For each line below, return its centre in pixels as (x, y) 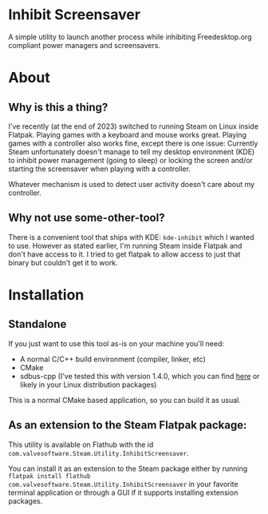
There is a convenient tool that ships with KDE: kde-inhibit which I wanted (131, 237)
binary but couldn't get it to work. (63, 262)
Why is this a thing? (58, 107)
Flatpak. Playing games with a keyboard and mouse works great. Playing (128, 134)
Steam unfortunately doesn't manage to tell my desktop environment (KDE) (132, 151)
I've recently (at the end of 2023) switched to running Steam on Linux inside (134, 126)
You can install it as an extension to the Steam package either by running (128, 468)
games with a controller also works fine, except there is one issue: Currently (133, 143)
